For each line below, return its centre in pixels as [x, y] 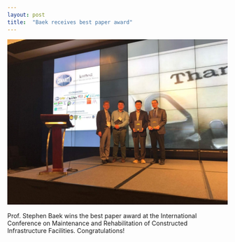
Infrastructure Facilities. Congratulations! [66, 230]
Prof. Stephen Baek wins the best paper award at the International [102, 215]
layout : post [26, 15]
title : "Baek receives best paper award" [70, 22]
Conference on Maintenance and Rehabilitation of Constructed [97, 223]
